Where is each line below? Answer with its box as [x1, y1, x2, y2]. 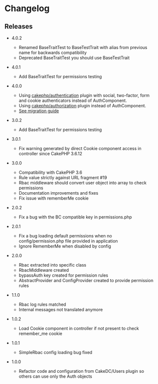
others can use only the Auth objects [18, 373, 92, 379]
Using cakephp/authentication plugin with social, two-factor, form [18, 93, 150, 98]
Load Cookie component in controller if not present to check [18, 326, 139, 331]
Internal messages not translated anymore [18, 307, 103, 312]
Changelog [4, 3, 50, 14]
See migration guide [18, 108, 59, 114]
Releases [4, 22, 33, 31]
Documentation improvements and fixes [18, 190, 99, 196]
